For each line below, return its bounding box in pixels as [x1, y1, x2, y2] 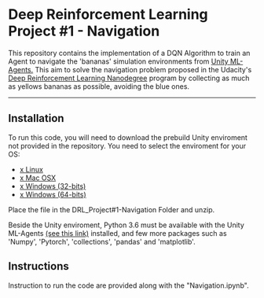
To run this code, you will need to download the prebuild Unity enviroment [8, 132, 247, 142]
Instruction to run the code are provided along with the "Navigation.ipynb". [8, 281, 249, 290]
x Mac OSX [19, 173, 57, 182]
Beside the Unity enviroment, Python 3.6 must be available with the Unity [8, 220, 245, 230]
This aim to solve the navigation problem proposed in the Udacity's [35, 64, 252, 74]
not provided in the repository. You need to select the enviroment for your [8, 141, 247, 150]
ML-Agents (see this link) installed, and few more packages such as [8, 228, 227, 237]
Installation [8, 112, 64, 125]
